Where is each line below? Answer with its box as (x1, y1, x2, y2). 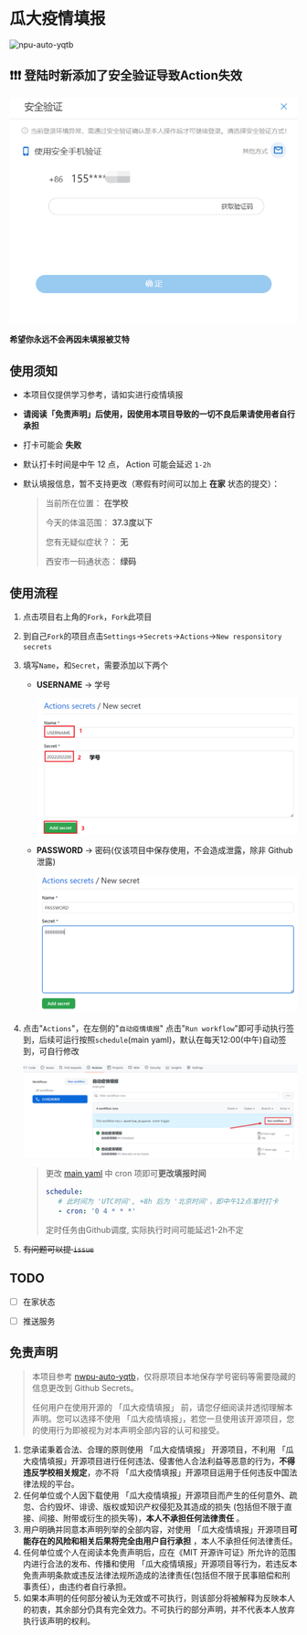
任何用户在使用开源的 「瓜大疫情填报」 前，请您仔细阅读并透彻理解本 (31, 1401, 293, 1412)
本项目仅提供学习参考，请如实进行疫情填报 (22, 389, 184, 400)
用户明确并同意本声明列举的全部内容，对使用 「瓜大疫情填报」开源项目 (22, 1524, 290, 1535)
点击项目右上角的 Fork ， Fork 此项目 (22, 611, 153, 622)
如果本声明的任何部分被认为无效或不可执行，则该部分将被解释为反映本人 (22, 1592, 295, 1603)
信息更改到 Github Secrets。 (31, 1382, 139, 1393)
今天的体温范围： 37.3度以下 (45, 517, 153, 528)
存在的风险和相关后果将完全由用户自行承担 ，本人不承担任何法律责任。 (30, 1535, 298, 1546)
